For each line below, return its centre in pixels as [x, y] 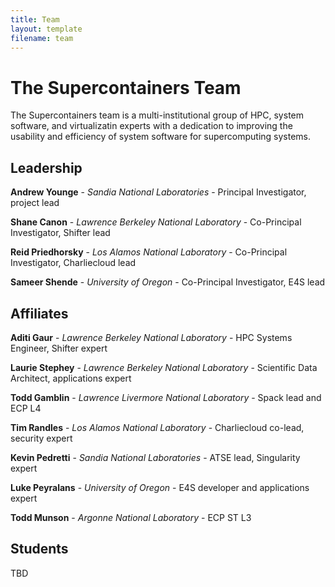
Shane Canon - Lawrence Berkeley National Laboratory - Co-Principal [156, 222]
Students [39, 549]
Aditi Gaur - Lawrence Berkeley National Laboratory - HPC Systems [151, 337]
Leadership [46, 167]
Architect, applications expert [71, 378]
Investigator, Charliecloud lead [73, 263]
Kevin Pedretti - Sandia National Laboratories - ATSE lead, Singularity [155, 457]
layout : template [46, 29]
